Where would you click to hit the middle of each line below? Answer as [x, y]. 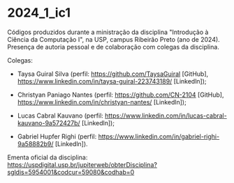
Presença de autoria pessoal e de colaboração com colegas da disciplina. [114, 47]
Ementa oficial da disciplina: [47, 157]
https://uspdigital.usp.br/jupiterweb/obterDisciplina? [82, 164]
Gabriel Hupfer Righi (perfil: [57, 136]
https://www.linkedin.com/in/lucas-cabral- [166, 116]
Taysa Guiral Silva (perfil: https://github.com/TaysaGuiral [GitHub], [113, 74]
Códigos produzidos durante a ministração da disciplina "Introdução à [108, 32]
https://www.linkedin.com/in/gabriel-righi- [159, 136]
